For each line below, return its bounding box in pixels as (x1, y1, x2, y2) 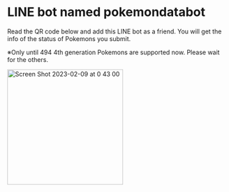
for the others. (7, 55, 49, 63)
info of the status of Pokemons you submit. (7, 34, 131, 42)
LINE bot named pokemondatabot (7, 4, 206, 20)
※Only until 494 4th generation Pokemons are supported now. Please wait (7, 48, 220, 56)
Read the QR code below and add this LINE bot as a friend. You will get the (7, 27, 222, 35)
